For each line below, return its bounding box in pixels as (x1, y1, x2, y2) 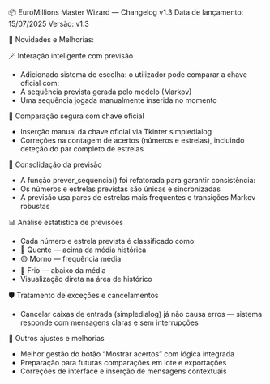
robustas (19, 202, 50, 211)
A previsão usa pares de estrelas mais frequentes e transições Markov (19, 193, 256, 202)
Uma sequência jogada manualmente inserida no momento (19, 96, 217, 105)
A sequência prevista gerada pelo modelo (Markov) (19, 87, 192, 96)
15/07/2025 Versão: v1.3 (8, 19, 89, 28)
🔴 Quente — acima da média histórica (19, 245, 147, 254)
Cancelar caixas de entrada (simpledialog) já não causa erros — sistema (19, 309, 263, 318)
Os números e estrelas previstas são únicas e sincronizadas (19, 184, 221, 194)
